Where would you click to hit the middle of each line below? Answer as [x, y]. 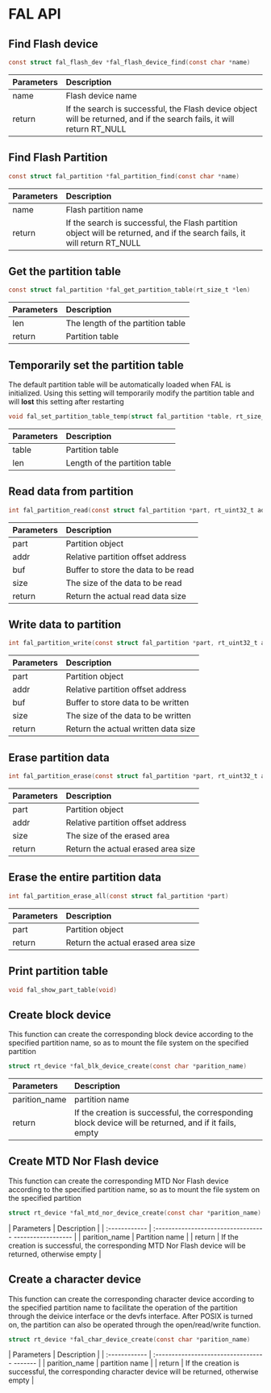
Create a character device [75, 1280]
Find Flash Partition [58, 158]
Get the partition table [65, 271]
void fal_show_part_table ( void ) [63, 989]
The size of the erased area [118, 836]
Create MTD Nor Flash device [84, 1162]
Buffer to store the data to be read [130, 570]
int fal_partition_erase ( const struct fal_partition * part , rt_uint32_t [133, 776]
